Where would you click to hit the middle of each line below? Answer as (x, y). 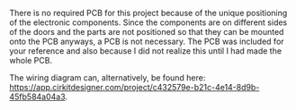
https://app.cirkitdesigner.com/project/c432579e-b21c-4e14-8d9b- (135, 87)
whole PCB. (31, 60)
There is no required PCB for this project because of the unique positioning (148, 13)
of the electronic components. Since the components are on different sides (148, 22)
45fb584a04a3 (37, 97)
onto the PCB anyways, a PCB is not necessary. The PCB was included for (147, 41)
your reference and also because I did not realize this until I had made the (145, 51)
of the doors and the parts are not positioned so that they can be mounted (147, 32)
